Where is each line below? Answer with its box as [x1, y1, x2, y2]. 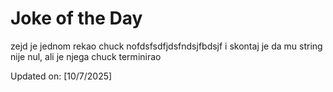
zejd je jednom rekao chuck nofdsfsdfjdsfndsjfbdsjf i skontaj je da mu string [10, 40, 323, 52]
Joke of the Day [10, 7, 143, 30]
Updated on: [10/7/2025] [10, 70, 113, 82]
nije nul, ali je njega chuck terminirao [10, 50, 162, 62]
